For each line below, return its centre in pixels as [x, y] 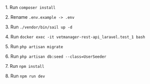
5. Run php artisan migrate [34, 47]
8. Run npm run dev [25, 76]
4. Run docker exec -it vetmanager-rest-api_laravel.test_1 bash [75, 37]
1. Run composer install [31, 7]
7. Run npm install [25, 66]
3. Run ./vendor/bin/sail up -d [39, 27]
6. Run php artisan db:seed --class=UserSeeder [56, 56]
